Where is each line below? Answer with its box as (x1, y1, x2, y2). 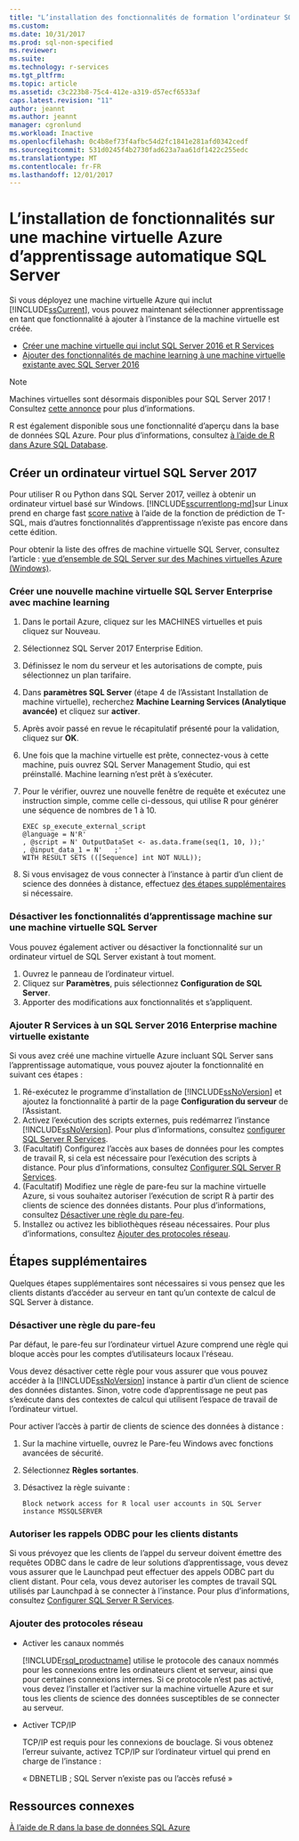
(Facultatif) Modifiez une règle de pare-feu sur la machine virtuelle (21, 1180, 267, 1191)
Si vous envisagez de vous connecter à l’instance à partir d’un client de (21, 869, 284, 880)
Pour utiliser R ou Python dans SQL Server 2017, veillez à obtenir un (9, 489, 256, 499)
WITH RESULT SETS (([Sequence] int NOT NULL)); (21, 854, 202, 863)
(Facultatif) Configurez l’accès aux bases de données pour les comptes (21, 1143, 285, 1154)
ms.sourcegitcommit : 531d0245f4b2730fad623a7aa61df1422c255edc (9, 145, 249, 154)
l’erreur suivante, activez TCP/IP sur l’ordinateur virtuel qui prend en (21, 1746, 271, 1756)
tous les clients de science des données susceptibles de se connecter (21, 1692, 280, 1703)
